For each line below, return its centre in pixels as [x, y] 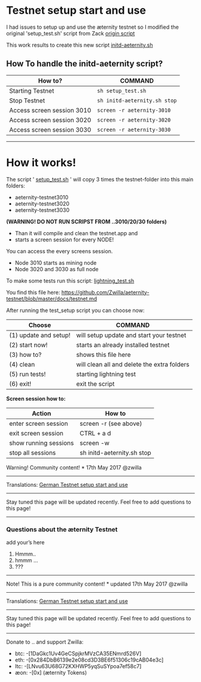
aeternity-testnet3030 [42, 210]
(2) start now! [28, 345]
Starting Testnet [32, 90]
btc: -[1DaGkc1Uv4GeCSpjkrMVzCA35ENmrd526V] [78, 653]
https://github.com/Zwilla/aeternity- [105, 292]
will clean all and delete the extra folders [133, 364]
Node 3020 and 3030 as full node [57, 269]
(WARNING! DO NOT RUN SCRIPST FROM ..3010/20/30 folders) [87, 222]
